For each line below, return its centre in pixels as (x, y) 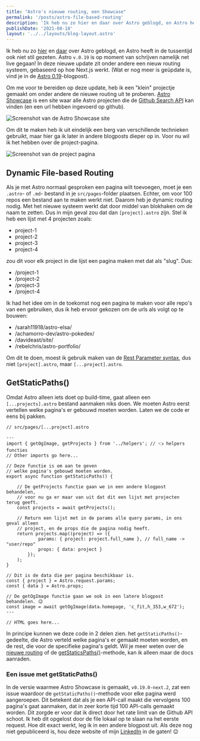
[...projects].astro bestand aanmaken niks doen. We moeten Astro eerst (98, 404)
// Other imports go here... (42, 455)
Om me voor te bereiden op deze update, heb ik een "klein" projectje (90, 88)
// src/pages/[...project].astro (48, 427)
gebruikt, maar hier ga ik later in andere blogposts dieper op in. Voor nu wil (98, 136)
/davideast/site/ (34, 340)
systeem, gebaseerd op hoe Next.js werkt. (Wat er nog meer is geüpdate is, (99, 70)
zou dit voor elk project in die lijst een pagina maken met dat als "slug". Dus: (99, 261)
